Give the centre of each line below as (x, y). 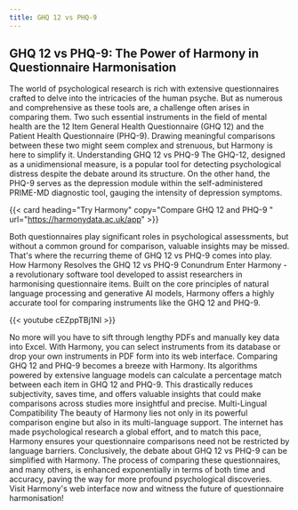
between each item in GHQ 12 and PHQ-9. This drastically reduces (131, 385)
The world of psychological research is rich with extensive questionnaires (144, 89)
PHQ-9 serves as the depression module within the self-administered (136, 183)
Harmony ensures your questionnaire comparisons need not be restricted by (149, 441)
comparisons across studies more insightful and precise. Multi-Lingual (138, 404)
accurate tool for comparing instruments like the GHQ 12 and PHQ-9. (135, 303)
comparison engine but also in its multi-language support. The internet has (146, 423)
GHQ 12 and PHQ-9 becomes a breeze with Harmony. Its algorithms (133, 366)
